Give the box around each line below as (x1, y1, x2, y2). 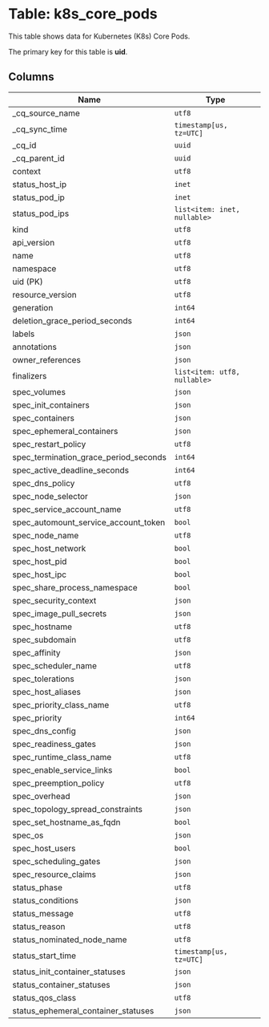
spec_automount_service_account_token (12, 517, 166, 528)
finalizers (12, 370, 47, 381)
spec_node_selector (12, 490, 88, 501)
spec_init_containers (12, 399, 90, 410)
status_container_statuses (12, 979, 110, 990)
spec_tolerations (12, 673, 74, 684)
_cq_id (12, 140, 37, 151)
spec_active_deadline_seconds (12, 465, 130, 476)
